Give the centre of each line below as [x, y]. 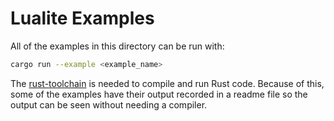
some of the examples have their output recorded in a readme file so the [159, 94]
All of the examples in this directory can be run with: [117, 46]
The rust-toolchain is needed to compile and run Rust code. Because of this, [167, 83]
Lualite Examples [82, 18]
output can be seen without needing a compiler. [109, 104]
